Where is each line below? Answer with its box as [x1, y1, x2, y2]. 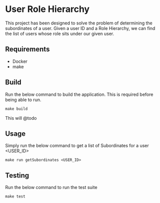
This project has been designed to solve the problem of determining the [5, 20, 153, 26]
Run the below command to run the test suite [5, 185, 98, 191]
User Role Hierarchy [5, 3, 90, 15]
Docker [12, 58, 28, 64]
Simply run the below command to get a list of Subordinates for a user [5, 143, 150, 149]
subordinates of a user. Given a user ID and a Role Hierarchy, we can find [5, 25, 156, 31]
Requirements [5, 45, 50, 53]
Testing [5, 171, 29, 180]
